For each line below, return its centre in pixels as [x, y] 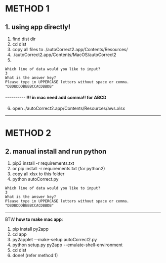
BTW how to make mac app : [34, 219]
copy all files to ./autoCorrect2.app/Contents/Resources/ [70, 49]
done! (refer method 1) [35, 256]
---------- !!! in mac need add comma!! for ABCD [56, 97]
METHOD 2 [28, 133]
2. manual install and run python [56, 151]
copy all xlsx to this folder [38, 174]
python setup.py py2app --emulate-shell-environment [67, 245]
